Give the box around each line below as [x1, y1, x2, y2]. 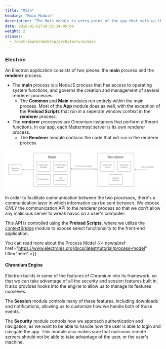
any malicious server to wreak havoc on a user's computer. [5, 210, 125, 217]
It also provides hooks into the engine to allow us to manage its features [5, 283, 152, 289]
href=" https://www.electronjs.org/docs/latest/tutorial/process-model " [5, 245, 147, 251]
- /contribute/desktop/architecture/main [9, 39, 96, 44]
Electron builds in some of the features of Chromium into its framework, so [5, 273, 157, 279]
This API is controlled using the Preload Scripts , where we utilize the [5, 220, 145, 226]
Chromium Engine [5, 262, 43, 268]
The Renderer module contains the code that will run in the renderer [19, 135, 159, 141]
